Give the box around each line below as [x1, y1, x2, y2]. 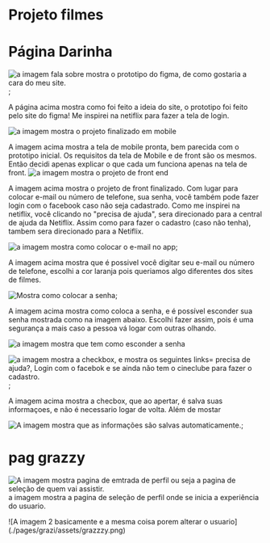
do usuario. [8, 501, 46, 511]
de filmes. [8, 275, 42, 284]
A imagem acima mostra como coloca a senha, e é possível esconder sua [8, 306, 253, 316]
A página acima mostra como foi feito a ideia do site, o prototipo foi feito [8, 103, 248, 112]
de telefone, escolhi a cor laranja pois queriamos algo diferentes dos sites [8, 267, 254, 276]
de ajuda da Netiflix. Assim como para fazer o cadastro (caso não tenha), [8, 218, 251, 228]
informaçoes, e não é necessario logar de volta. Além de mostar [8, 405, 222, 415]
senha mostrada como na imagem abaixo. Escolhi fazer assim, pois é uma [8, 315, 254, 325]
